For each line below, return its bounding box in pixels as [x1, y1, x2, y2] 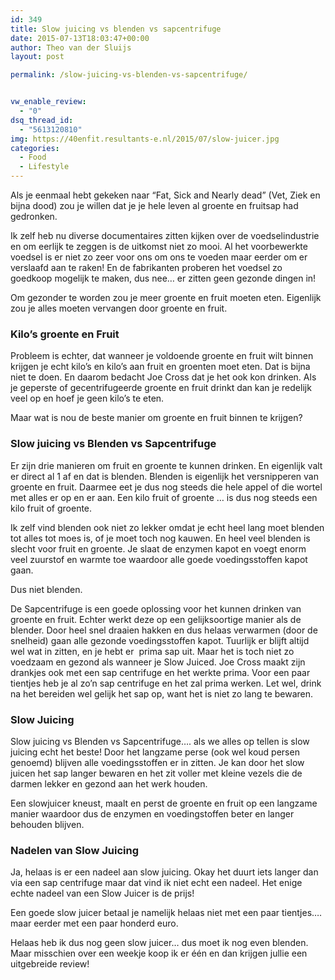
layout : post [10, 52, 65, 62]
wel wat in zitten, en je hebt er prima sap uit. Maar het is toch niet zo [10, 645, 295, 657]
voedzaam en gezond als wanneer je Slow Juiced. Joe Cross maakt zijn [10, 656, 306, 668]
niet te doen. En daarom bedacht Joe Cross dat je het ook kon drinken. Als [10, 371, 317, 383]
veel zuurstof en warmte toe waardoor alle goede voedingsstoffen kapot [10, 553, 308, 565]
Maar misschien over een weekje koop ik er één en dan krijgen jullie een [10, 947, 308, 960]
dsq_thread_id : [10, 115, 74, 125]
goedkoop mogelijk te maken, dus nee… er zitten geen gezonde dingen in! [10, 272, 317, 284]
